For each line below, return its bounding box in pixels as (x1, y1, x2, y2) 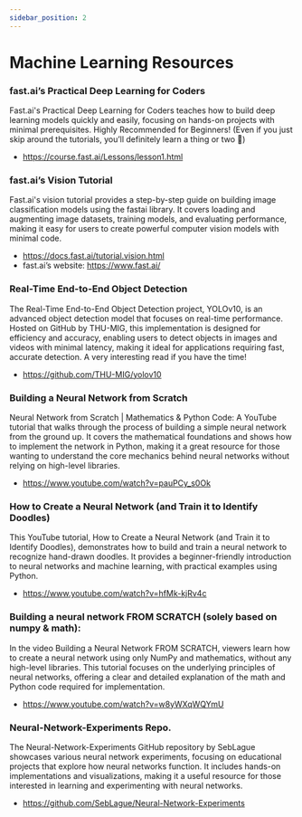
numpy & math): (9, 622, 81, 634)
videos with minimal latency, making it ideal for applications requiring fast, (9, 341, 285, 353)
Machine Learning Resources (9, 52, 234, 72)
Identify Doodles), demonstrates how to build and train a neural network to (9, 542, 288, 553)
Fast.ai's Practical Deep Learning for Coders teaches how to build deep (9, 105, 276, 116)
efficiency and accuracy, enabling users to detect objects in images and (9, 332, 278, 343)
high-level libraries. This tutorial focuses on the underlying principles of (9, 661, 276, 672)
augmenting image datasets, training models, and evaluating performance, (9, 214, 288, 224)
